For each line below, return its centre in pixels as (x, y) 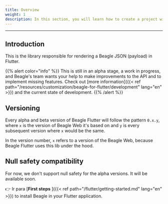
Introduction (25, 44)
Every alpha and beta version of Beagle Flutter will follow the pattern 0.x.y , (82, 120)
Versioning (22, 108)
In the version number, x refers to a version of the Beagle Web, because (79, 140)
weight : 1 (15, 14)
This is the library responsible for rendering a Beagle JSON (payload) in (79, 56)
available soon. (21, 178)
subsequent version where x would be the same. (55, 131)
